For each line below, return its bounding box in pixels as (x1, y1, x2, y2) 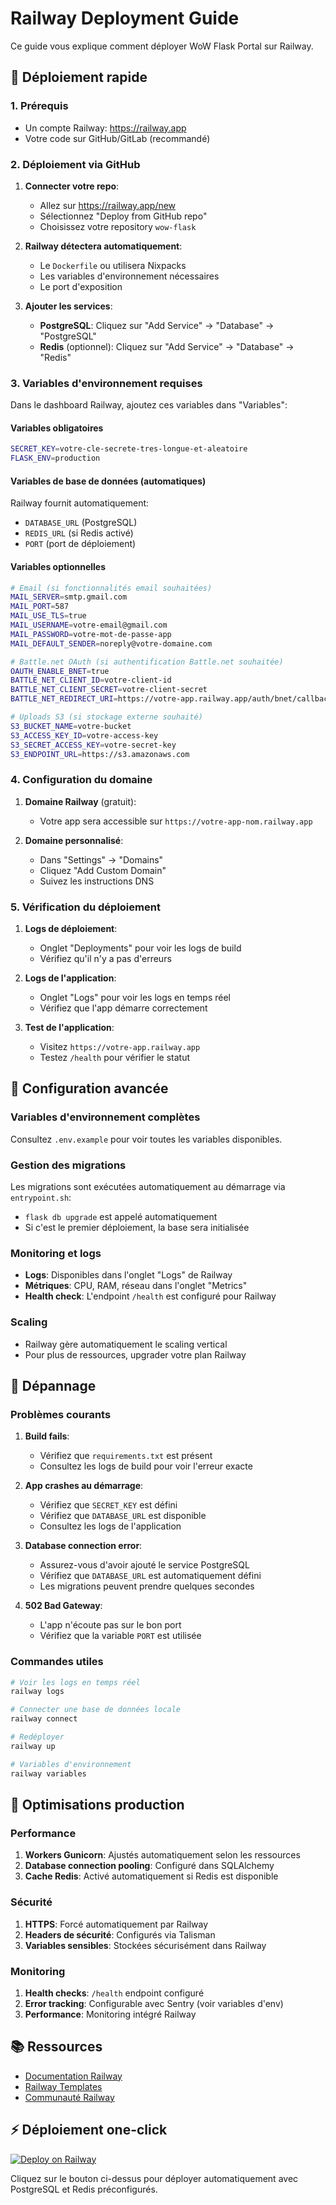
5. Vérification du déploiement (10, 900, 161, 914)
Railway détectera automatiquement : (24, 240, 183, 252)
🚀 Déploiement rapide (10, 69, 148, 86)
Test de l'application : (24, 1022, 115, 1034)
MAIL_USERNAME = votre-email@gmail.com (10, 620, 168, 631)
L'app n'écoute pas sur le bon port (39, 1619, 182, 1631)
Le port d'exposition (39, 280, 123, 292)
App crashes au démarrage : (24, 1480, 144, 1492)
